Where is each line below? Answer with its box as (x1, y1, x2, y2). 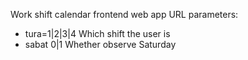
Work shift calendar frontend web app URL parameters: (10, 9, 239, 20)
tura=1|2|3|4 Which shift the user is (24, 28, 171, 39)
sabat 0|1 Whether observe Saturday (24, 39, 177, 50)
